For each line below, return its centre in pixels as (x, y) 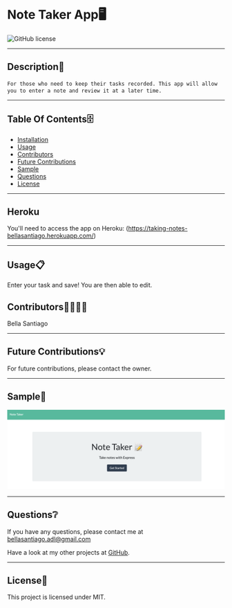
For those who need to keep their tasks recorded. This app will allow (112, 84)
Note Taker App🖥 (57, 15)
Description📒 (36, 67)
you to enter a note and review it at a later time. (85, 91)
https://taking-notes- (158, 229)
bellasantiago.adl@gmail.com (49, 539)
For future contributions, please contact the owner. (79, 368)
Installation (33, 139)
